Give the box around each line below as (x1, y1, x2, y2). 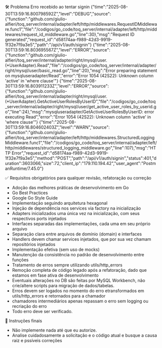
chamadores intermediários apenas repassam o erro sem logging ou (12, 298, 148, 304)
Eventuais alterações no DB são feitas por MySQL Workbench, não (12, 278, 146, 283)
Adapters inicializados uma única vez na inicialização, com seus (12, 211, 140, 216)
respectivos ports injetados (12, 215, 67, 221)
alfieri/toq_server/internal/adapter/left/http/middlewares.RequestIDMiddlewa (5, 21, 157, 27)
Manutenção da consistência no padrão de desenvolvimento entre (12, 252, 144, 257)
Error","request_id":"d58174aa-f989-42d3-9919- (11, 150, 109, 156)
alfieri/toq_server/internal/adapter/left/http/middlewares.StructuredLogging (5, 135, 155, 140)
